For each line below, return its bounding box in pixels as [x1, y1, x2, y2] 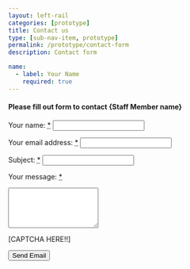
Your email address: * [8, 137, 79, 147]
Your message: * [8, 171, 63, 181]
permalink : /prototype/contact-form [8, 41, 129, 49]
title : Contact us [8, 26, 69, 34]
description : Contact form [8, 48, 97, 56]
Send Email [12, 251, 47, 259]
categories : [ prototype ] [8, 19, 90, 27]
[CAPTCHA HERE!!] [8, 234, 71, 244]
